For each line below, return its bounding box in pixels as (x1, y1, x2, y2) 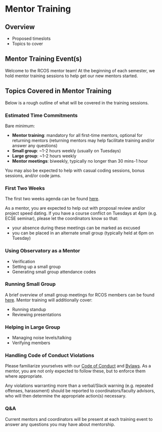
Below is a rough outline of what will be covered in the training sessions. (5, 100, 149, 105)
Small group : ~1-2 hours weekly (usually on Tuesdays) (12, 148, 121, 153)
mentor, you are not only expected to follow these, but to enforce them (5, 368, 146, 374)
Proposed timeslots (12, 35, 51, 41)
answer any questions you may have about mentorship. (5, 421, 115, 427)
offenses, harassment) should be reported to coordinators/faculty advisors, (5, 388, 156, 394)
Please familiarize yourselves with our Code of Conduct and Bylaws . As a (5, 363, 151, 369)
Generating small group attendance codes (12, 268, 96, 275)
